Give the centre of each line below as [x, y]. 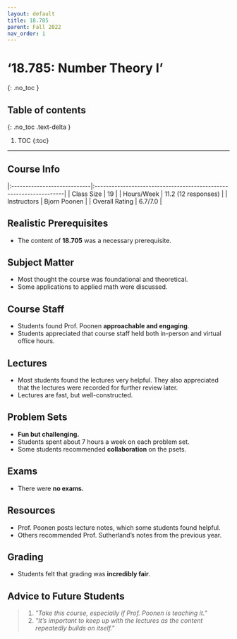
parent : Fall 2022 [34, 27]
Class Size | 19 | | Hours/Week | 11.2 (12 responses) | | [150, 194]
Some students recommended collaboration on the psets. [102, 449]
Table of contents [47, 110]
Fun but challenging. [48, 434]
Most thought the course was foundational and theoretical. [103, 280]
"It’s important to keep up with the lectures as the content [119, 621]
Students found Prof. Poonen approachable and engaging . [103, 326]
